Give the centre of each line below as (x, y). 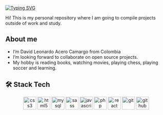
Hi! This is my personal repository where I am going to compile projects (80, 18)
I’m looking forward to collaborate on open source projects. (75, 57)
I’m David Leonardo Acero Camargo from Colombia (67, 52)
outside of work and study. (34, 23)
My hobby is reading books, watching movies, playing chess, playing (85, 62)
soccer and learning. (35, 68)
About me (21, 39)
